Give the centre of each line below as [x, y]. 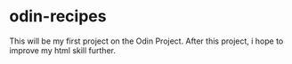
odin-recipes [58, 16]
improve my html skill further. [62, 50]
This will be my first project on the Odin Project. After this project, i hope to [146, 41]
